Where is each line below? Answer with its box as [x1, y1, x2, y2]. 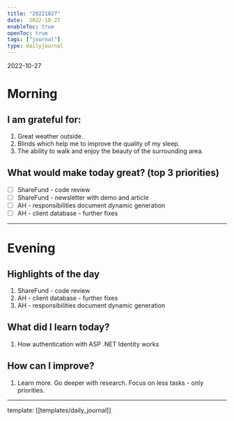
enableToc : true [7, 23, 54, 30]
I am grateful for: [7, 113, 81, 125]
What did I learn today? [7, 321, 110, 333]
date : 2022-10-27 [7, 17, 61, 24]
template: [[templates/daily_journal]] [7, 406, 111, 414]
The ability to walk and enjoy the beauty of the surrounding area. [17, 147, 204, 155]
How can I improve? [7, 360, 95, 372]
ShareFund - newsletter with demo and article [17, 193, 149, 202]
